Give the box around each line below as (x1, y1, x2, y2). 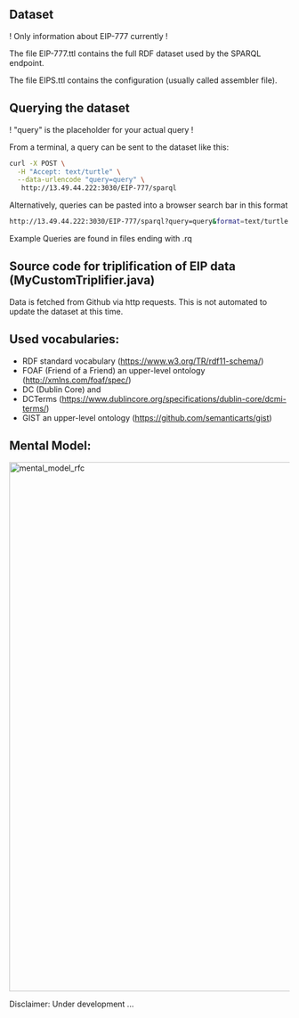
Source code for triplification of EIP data (9, 259, 236, 275)
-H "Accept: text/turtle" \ (17, 167, 122, 177)
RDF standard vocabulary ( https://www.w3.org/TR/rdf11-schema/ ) (21, 356, 264, 366)
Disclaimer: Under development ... (9, 998, 134, 1010)
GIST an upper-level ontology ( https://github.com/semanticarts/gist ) (21, 412, 273, 423)
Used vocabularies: (9, 332, 120, 347)
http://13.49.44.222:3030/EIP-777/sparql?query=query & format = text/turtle (9, 218, 289, 226)
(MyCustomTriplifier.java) (9, 273, 156, 288)
